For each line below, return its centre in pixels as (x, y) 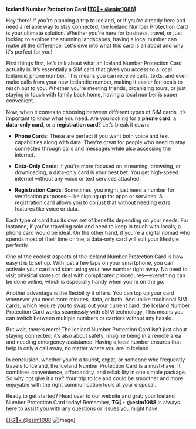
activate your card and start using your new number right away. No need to (97, 269)
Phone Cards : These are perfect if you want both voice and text (92, 136)
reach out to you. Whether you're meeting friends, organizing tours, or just (96, 88)
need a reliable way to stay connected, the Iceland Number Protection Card (97, 27)
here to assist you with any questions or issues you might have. (83, 408)
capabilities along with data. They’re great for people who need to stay (100, 142)
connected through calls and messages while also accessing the (93, 148)
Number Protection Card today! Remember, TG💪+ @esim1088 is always (93, 402)
